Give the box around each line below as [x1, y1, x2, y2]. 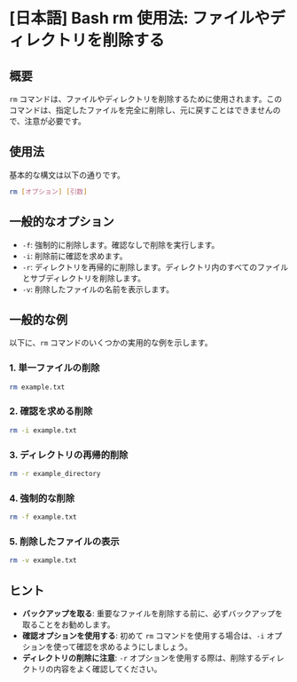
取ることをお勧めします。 [21, 619, 115, 630]
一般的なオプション [9, 214, 114, 229]
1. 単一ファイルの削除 [9, 361, 100, 374]
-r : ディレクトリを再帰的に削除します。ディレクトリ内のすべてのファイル [21, 261, 289, 272]
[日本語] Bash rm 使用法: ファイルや [9, 8, 270, 28]
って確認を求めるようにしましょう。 [60, 641, 193, 652]
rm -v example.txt [9, 556, 77, 565]
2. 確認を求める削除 [9, 405, 93, 417]
